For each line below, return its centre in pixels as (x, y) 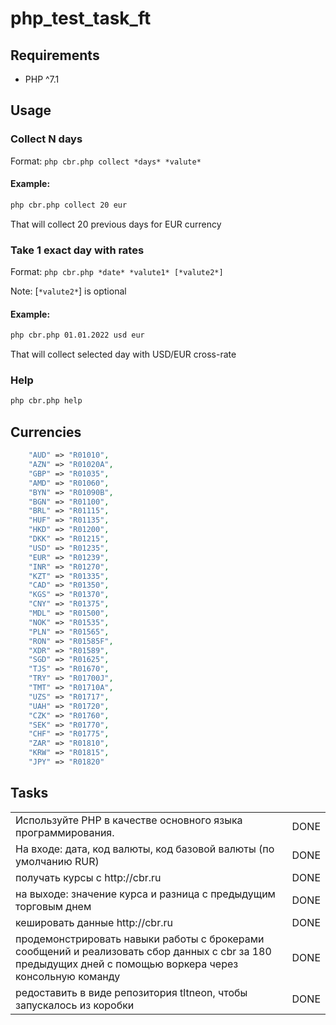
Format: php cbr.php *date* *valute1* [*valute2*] (117, 272)
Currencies (46, 432)
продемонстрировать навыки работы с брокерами (140, 939)
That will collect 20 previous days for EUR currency (116, 224)
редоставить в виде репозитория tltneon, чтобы (131, 992)
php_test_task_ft (81, 18)
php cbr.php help (46, 401)
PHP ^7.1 (42, 79)
